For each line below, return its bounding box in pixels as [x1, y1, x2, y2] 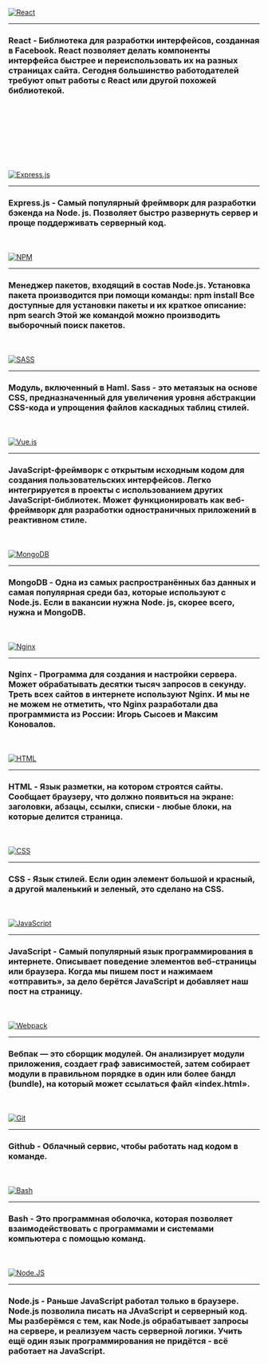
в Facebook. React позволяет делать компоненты [8, 45, 211, 56]
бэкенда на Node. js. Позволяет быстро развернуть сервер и [8, 207, 258, 218]
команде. [8, 1151, 48, 1162]
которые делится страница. [8, 811, 124, 822]
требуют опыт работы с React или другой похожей [8, 74, 217, 85]
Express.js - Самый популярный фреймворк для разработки [8, 197, 257, 208]
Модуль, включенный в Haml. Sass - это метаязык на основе [8, 382, 258, 393]
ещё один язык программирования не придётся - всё [8, 1335, 229, 1346]
